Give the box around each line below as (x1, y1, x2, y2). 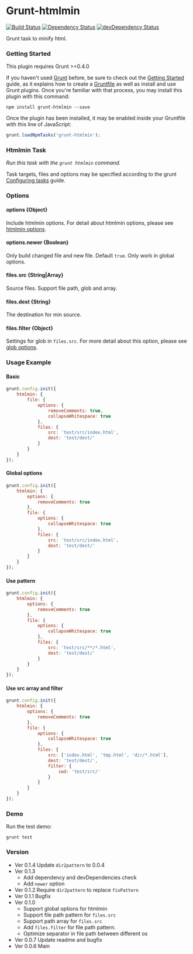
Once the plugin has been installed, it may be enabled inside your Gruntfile (6, 114, 186, 121)
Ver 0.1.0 (14, 899, 36, 906)
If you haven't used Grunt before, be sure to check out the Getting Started (6, 75, 184, 82)
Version (6, 848, 29, 856)
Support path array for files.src (23, 917, 102, 925)
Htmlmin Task (6, 146, 47, 154)
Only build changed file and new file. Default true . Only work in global (6, 252, 174, 259)
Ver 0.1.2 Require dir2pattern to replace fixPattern (14, 886, 139, 893)
